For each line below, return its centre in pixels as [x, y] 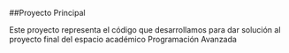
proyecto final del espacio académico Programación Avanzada [123, 39]
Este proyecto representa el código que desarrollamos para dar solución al [145, 30]
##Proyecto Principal [47, 13]
